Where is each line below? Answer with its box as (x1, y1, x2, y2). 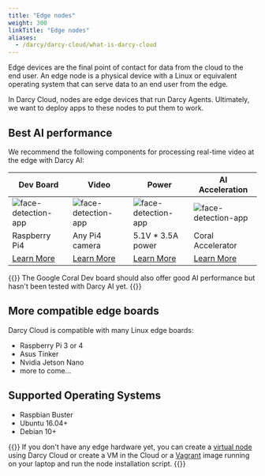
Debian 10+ (19, 426, 57, 436)
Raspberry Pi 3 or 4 (19, 341, 84, 350)
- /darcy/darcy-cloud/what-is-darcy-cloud (15, 41, 157, 49)
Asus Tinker (19, 349, 59, 358)
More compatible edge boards (8, 304, 159, 318)
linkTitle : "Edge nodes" (8, 26, 90, 34)
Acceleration (198, 183, 248, 195)
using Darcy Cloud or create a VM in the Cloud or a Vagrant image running (8, 450, 250, 459)
